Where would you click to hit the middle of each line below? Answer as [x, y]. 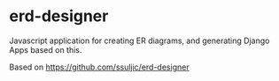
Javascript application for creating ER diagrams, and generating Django [139, 40]
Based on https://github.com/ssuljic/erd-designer [99, 67]
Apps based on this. [46, 49]
